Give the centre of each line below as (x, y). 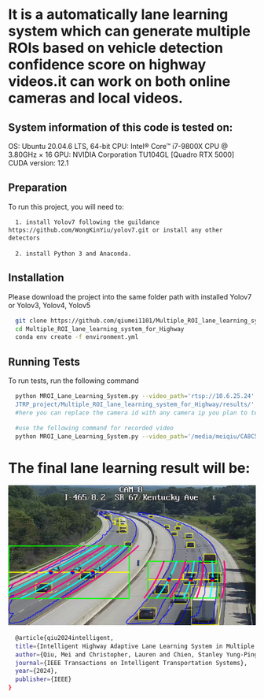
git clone (31, 321)
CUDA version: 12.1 (38, 163)
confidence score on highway (107, 65)
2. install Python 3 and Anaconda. (73, 254)
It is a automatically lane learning (118, 15)
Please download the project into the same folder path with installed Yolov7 (130, 296)
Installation (36, 278)
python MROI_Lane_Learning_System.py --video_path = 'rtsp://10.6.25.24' (135, 396)
